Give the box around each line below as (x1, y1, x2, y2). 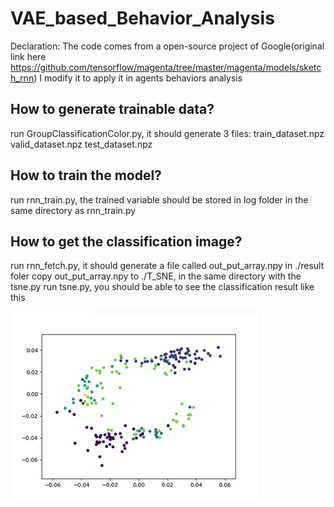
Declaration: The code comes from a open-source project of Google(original (10, 40, 325, 52)
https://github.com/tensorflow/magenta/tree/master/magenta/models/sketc (10, 61, 322, 73)
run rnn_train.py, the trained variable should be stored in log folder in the (10, 193, 309, 206)
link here (10, 50, 47, 62)
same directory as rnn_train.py (10, 204, 137, 216)
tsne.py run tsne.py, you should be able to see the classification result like (10, 281, 315, 293)
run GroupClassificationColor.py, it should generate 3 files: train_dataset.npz (10, 127, 325, 139)
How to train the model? (10, 167, 162, 184)
